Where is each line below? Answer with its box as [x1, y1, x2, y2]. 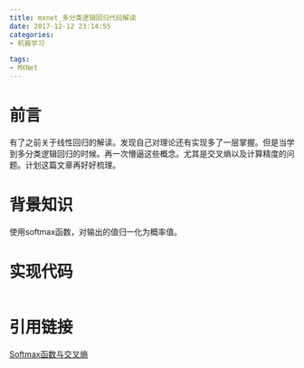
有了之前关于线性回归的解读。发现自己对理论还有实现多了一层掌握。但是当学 [9, 137, 295, 148]
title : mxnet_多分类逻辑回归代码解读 [9, 13, 137, 23]
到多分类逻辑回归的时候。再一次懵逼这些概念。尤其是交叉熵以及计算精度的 [9, 148, 287, 159]
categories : [9, 30, 54, 39]
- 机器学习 [9, 38, 45, 48]
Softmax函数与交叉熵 [9, 348, 89, 359]
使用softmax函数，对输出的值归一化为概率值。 [9, 226, 183, 237]
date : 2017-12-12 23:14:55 [9, 22, 111, 31]
